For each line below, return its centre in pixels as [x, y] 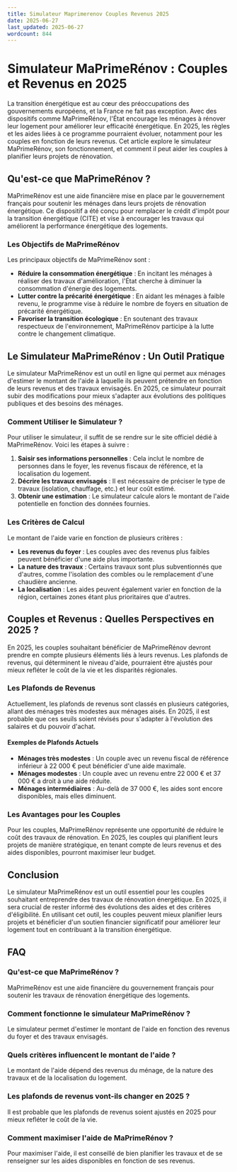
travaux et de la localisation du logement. [67, 1078]
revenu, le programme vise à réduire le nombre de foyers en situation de [123, 304]
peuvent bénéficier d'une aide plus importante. [86, 559]
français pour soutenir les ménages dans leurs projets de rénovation [107, 203]
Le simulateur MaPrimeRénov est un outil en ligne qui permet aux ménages [116, 373]
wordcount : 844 [30, 34]
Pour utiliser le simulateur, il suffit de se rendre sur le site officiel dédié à [112, 437]
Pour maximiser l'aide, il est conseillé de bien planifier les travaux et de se [115, 1153]
